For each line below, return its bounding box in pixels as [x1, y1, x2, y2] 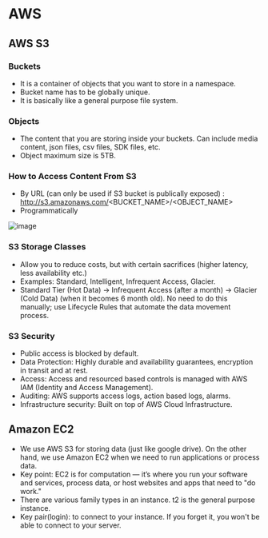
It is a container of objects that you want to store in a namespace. [19, 78, 236, 88]
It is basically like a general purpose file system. [19, 95, 178, 105]
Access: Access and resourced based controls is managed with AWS [19, 374, 248, 384]
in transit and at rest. [19, 365, 88, 376]
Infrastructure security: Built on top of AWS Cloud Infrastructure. [19, 400, 233, 409]
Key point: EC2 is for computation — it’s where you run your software [19, 469, 248, 479]
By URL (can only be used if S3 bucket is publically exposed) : [19, 189, 226, 198]
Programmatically [19, 205, 78, 216]
